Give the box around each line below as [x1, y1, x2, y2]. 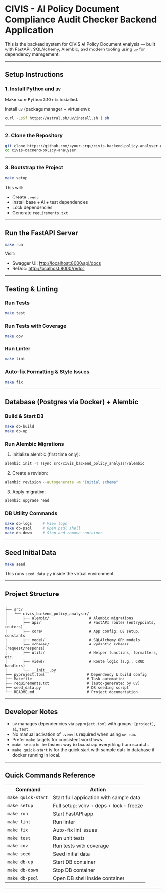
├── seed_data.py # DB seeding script [5, 685, 129, 690]
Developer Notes [5, 707, 58, 716]
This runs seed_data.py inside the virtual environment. [5, 571, 115, 577]
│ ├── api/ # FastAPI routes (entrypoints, [5, 620, 156, 625]
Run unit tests [52, 834, 85, 841]
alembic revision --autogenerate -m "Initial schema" [5, 480, 119, 485]
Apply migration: [12, 489, 46, 495]
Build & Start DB [5, 412, 44, 419]
